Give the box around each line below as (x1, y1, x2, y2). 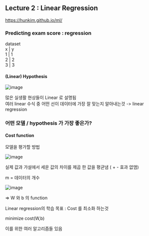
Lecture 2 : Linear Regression (5, 4, 98, 12)
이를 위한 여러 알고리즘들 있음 (5, 226, 63, 232)
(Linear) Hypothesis (5, 73, 47, 79)
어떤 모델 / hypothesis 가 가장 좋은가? (5, 120, 92, 127)
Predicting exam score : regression (5, 29, 92, 36)
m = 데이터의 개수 (5, 175, 40, 181)
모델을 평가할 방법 (5, 144, 40, 150)
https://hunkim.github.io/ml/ (5, 17, 62, 23)
